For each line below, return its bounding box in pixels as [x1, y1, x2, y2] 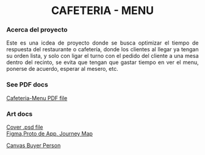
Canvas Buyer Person [6, 142, 61, 150]
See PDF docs [6, 81, 49, 89]
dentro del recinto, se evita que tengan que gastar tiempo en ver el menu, [6, 59, 199, 66]
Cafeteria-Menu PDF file [6, 94, 68, 101]
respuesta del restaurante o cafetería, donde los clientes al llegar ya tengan [6, 46, 199, 53]
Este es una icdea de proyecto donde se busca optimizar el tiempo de [6, 39, 199, 46]
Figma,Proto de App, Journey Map [6, 130, 93, 137]
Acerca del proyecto [6, 26, 68, 34]
